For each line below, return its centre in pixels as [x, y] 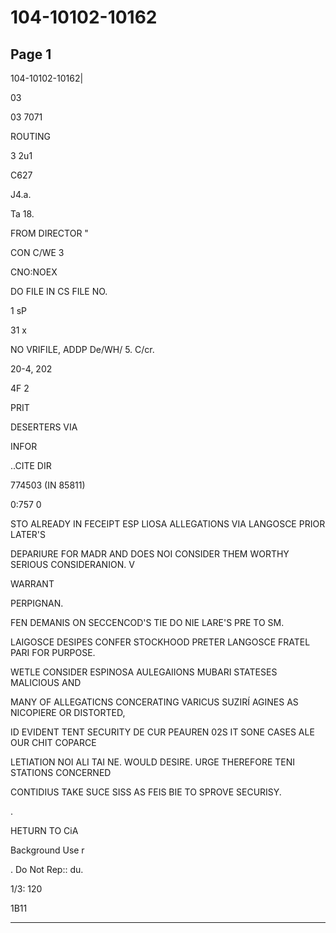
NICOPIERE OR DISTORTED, [68, 712]
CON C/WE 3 [37, 252]
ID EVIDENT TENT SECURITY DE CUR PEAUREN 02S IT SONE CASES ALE [162, 732]
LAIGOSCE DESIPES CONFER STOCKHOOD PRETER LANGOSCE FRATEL [160, 642]
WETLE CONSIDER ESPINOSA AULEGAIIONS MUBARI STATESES [144, 672]
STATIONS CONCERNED [61, 772]
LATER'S [28, 534]
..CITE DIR [31, 465]
